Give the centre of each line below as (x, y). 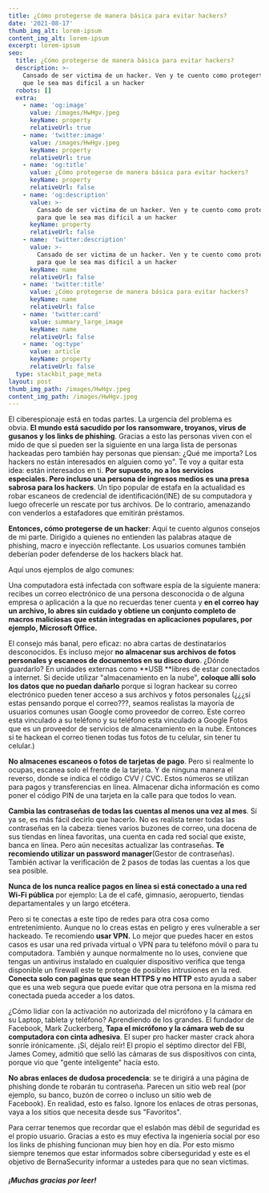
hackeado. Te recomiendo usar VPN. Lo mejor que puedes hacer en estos (131, 936)
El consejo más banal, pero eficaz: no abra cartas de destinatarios (117, 644)
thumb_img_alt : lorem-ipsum (55, 31)
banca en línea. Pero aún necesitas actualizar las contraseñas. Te (116, 845)
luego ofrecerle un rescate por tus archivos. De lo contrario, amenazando (129, 505)
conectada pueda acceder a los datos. (72, 996)
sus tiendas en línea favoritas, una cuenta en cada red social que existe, (127, 837)
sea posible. (28, 871)
